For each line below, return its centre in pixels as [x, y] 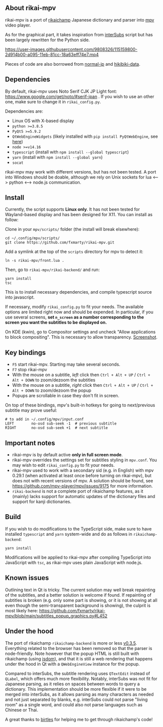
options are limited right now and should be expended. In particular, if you [79, 312]
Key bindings [26, 352]
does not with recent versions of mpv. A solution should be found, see [82, 481]
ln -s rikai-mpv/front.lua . [35, 261]
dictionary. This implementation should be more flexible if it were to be [76, 689]
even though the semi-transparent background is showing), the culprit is [78, 605]
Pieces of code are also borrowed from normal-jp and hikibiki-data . [73, 64]
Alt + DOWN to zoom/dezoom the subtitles [54, 380]
